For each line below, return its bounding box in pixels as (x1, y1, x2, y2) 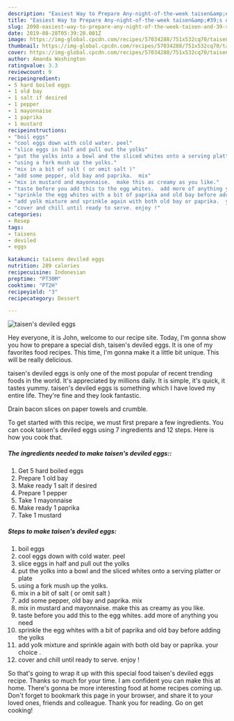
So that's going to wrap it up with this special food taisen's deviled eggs (8, 669, 214, 678)
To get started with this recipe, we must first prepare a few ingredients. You (8, 419, 224, 427)
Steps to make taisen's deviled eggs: (8, 527, 117, 535)
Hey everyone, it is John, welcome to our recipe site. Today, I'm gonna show (8, 334, 226, 342)
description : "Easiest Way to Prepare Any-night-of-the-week (8, 10, 189, 17)
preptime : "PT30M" (8, 275, 61, 282)
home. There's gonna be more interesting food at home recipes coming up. (8, 684, 223, 692)
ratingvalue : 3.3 (8, 62, 58, 69)
